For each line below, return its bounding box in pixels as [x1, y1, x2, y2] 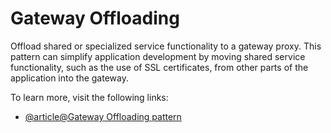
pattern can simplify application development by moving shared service [10, 50, 306, 62]
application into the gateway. [10, 72, 129, 84]
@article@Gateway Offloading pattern [24, 110, 182, 122]
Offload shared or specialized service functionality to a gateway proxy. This [10, 40, 322, 52]
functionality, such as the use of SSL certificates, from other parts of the [10, 61, 309, 73]
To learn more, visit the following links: [10, 91, 169, 103]
